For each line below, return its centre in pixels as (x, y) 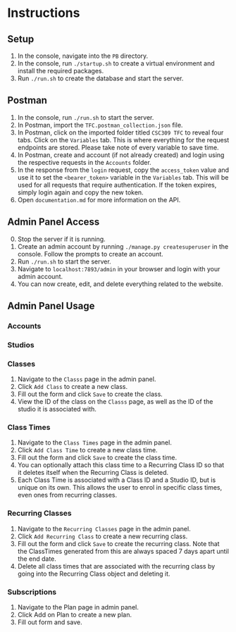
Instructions (44, 13)
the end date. (37, 559)
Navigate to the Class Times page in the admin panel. (95, 442)
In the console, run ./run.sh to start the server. (86, 117)
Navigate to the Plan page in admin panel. (78, 607)
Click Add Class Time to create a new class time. (87, 450)
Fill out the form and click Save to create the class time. (97, 458)
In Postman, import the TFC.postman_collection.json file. (100, 125)
